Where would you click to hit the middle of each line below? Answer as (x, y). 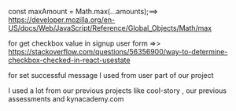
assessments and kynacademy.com (66, 99)
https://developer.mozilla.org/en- (62, 20)
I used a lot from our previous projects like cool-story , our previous (117, 91)
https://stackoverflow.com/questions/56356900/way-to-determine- (118, 52)
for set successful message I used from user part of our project (111, 75)
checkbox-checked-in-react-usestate (69, 60)
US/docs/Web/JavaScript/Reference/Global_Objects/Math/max (110, 28)
